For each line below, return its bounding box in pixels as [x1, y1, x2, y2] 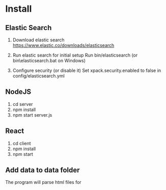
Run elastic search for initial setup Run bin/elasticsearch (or [12, 52, 138, 58]
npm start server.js [12, 112, 52, 118]
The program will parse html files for [5, 179, 81, 185]
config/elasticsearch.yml [12, 73, 65, 79]
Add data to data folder [5, 166, 80, 175]
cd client [12, 140, 32, 146]
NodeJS [5, 88, 32, 96]
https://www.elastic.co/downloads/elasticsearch [12, 42, 115, 48]
